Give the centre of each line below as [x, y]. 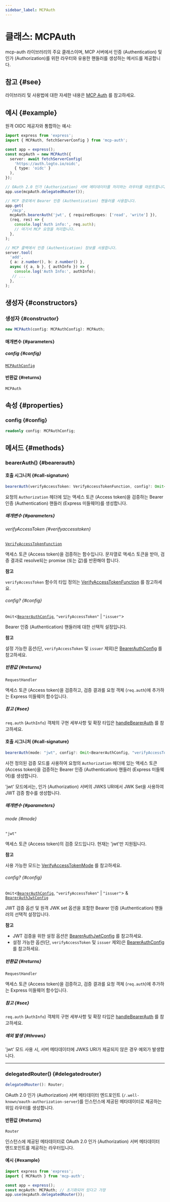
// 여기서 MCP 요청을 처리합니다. [45, 229]
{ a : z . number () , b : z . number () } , [47, 262]
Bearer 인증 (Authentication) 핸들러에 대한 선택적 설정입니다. [66, 627]
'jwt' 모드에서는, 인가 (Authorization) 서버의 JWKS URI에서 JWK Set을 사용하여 [84, 786]
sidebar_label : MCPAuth [30, 10]
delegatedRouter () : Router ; [35, 1085]
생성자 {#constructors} [41, 303]
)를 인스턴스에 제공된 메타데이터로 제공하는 [120, 1101]
